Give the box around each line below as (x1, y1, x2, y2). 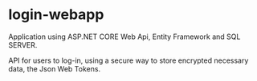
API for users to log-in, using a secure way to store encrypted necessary (8, 56, 249, 65)
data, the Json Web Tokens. (8, 64, 101, 73)
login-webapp (8, 6, 104, 24)
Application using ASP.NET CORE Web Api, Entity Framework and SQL (8, 32, 241, 41)
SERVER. (8, 40, 38, 49)
